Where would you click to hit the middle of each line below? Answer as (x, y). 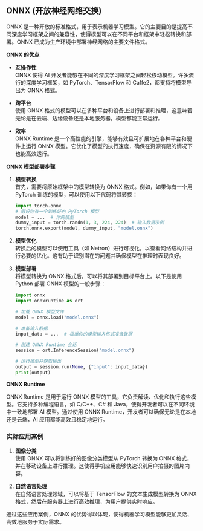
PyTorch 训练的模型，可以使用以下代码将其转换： (76, 194)
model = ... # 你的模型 (44, 217)
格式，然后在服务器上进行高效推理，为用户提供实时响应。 (86, 501)
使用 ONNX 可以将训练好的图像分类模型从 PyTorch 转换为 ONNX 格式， (104, 458)
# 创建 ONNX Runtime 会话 (46, 345)
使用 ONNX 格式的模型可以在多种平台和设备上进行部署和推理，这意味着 (104, 110)
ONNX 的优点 (23, 54)
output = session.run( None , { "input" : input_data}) (81, 367)
